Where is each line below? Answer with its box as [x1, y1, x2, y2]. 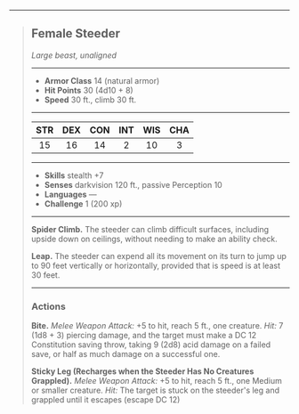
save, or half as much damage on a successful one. [30, 349, 221, 360]
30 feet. [30, 269, 61, 280]
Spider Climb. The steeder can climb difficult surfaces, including [30, 223, 270, 234]
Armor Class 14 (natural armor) [44, 75, 160, 85]
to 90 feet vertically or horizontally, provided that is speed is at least [30, 260, 280, 271]
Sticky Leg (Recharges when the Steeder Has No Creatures [30, 366, 255, 377]
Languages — [44, 189, 98, 199]
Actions [30, 300, 67, 313]
